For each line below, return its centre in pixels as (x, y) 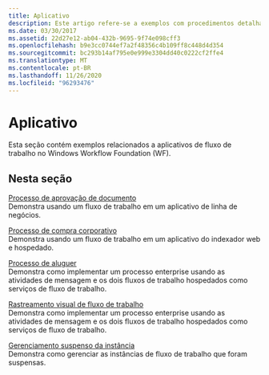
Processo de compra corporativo (63, 230)
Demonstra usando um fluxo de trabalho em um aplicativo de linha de (123, 206)
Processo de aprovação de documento (72, 198)
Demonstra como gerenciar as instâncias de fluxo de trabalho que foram (128, 354)
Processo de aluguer (43, 263)
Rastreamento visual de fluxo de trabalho (76, 304)
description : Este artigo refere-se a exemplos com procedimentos (121, 23)
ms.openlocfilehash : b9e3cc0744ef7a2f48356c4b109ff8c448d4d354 (116, 46)
